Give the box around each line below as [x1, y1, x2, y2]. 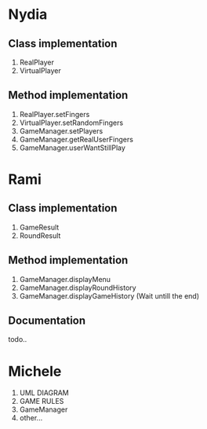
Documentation [8, 314, 86, 328]
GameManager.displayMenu [19, 274, 111, 284]
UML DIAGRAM [19, 388, 69, 398]
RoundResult [19, 230, 61, 240]
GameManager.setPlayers [19, 126, 103, 135]
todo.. [8, 335, 27, 344]
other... [19, 413, 43, 423]
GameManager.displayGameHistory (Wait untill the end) [19, 291, 200, 300]
